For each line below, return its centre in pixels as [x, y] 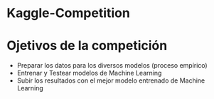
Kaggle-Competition [69, 13]
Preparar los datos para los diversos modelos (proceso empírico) [112, 66]
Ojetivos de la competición [87, 46]
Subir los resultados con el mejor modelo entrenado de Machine [111, 80]
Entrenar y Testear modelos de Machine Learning [89, 73]
